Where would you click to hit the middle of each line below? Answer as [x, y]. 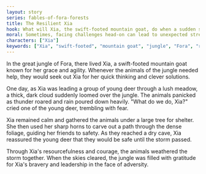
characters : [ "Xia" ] [33, 40]
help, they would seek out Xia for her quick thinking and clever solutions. [98, 77]
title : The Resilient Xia [39, 23]
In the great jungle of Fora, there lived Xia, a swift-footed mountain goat [97, 63]
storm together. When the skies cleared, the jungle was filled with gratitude [101, 157]
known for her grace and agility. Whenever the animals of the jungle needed [102, 70]
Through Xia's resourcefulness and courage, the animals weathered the [97, 151]
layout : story [25, 12]
